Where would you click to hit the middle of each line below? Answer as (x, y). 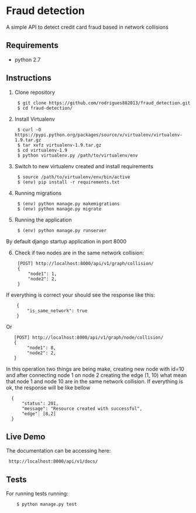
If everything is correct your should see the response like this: (81, 295)
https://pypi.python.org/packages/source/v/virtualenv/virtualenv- (98, 135)
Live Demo (26, 436)
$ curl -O (29, 130)
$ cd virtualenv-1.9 (42, 150)
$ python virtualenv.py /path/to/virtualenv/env (78, 155)
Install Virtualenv (35, 119)
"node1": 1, (42, 274)
